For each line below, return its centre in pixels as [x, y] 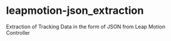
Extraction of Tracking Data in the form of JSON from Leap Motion [85, 27]
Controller [18, 32]
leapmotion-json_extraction [75, 11]
